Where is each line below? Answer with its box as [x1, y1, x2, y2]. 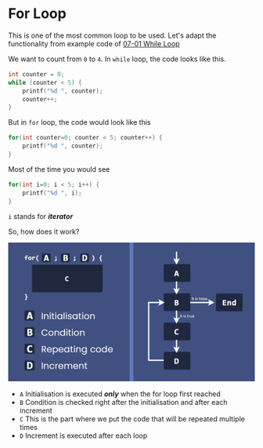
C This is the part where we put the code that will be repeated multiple [19, 414, 245, 424]
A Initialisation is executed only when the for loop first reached [19, 389, 221, 399]
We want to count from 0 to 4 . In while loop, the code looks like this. [8, 54, 226, 64]
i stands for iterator [8, 211, 74, 220]
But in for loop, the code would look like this [8, 118, 151, 127]
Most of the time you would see [8, 164, 110, 173]
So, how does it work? [8, 227, 80, 236]
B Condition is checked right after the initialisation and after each [19, 398, 228, 407]
